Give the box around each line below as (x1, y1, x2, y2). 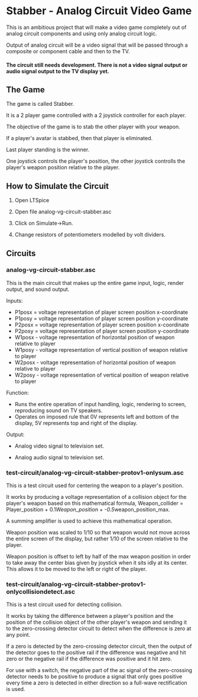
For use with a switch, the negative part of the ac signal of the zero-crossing (6, 667, 193, 674)
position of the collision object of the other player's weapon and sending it (6, 619, 187, 626)
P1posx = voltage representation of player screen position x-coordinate (14, 309, 188, 316)
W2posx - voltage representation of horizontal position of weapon (14, 359, 176, 366)
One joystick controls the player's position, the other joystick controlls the (6, 158, 186, 165)
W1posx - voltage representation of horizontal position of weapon (14, 333, 175, 341)
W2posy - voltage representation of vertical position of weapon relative (14, 371, 189, 378)
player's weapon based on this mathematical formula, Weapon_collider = (6, 500, 184, 507)
